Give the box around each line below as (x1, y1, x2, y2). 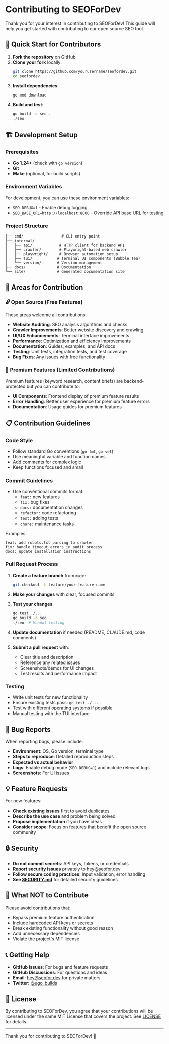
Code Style (5, 437, 33, 444)
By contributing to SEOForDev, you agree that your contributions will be (5, 1008, 153, 1014)
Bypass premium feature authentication (12, 914, 95, 920)
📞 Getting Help (5, 951, 49, 959)
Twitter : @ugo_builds (12, 980, 58, 986)
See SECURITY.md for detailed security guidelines (12, 876, 118, 882)
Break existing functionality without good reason (12, 925, 113, 931)
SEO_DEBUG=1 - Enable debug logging (12, 205, 88, 211)
